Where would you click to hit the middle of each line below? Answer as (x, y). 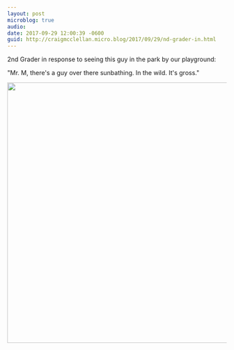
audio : (17, 26)
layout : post (26, 14)
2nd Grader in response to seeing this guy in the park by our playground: (112, 59)
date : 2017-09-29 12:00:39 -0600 (56, 33)
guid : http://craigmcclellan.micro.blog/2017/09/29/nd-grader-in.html (112, 40)
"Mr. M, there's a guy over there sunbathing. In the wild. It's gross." (103, 73)
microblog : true (31, 20)
